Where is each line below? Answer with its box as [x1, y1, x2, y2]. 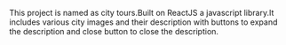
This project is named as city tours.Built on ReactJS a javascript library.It [9, 8, 274, 18]
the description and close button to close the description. [9, 26, 219, 36]
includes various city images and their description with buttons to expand [9, 17, 278, 27]
